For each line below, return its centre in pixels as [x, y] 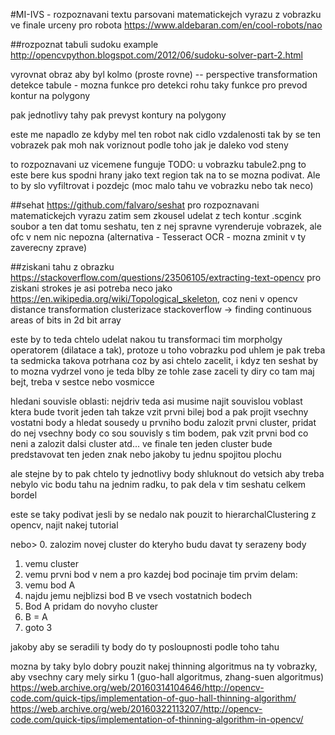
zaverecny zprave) [49, 247]
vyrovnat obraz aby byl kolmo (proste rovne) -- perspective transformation [164, 74]
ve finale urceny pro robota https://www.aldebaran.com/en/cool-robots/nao [166, 25]
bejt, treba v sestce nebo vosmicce [82, 382]
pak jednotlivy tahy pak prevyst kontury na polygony [118, 115]
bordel [24, 495]
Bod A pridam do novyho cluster [91, 606]
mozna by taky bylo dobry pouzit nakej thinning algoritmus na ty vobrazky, [164, 666]
